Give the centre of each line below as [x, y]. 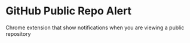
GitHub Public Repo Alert [69, 11]
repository [18, 33]
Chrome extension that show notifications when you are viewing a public [95, 27]
